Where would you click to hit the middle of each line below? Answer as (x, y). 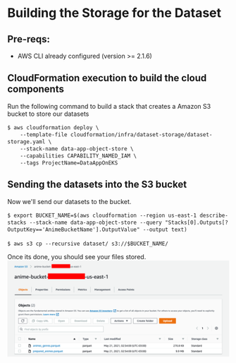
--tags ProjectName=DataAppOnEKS (69, 163)
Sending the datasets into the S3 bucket (97, 185)
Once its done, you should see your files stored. (77, 256)
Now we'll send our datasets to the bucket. (69, 201)
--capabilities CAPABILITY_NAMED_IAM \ (79, 156)
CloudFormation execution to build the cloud (107, 78)
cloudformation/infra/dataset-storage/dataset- (141, 135)
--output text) (165, 230)
